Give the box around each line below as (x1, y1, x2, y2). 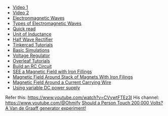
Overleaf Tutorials (12, 58, 50, 64)
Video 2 (12, 10, 29, 16)
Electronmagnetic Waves (12, 15, 65, 21)
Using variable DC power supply (12, 85, 80, 90)
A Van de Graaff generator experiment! (5, 105, 87, 111)
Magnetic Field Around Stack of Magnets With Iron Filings (12, 74, 133, 80)
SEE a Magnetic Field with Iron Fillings (12, 69, 92, 75)
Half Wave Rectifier (12, 36, 53, 42)
